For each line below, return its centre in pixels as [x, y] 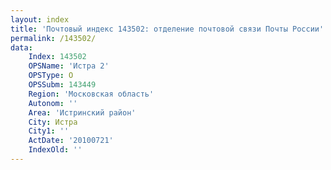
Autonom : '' [53, 103]
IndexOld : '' [55, 150]
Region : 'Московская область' [91, 94]
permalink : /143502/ [53, 38]
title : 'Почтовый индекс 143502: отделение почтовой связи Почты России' [167, 29]
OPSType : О [51, 76]
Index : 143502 [57, 57]
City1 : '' [49, 131]
